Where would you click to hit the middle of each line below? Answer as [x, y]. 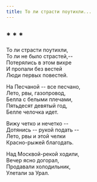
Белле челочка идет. [32, 112]
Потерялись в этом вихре [39, 62]
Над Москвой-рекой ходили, [43, 154]
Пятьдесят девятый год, [37, 106]
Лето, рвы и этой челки [36, 136]
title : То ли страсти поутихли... [49, 12]
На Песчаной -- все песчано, [43, 87]
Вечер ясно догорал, [33, 161]
